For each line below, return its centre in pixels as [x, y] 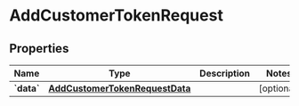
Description [225, 73]
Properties [39, 49]
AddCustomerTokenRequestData [120, 88]
